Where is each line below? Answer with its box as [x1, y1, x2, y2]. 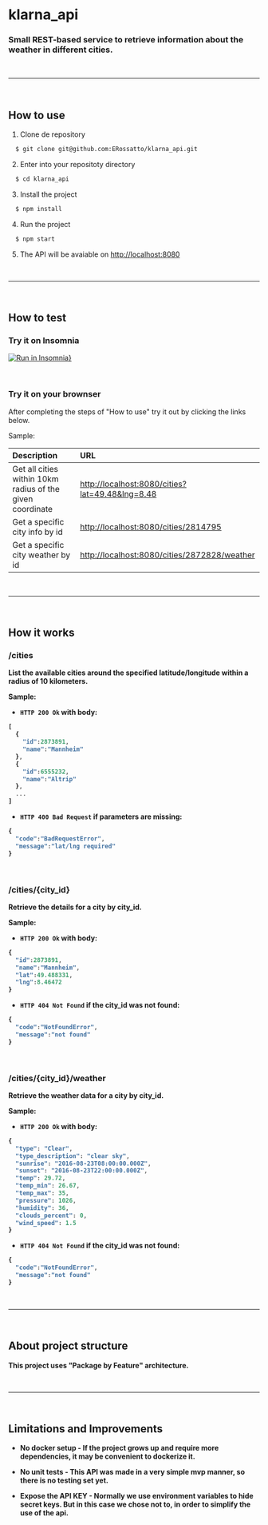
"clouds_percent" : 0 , [15, 1212, 88, 1220]
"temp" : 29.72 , [15, 1174, 66, 1183]
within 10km [12, 473, 59, 485]
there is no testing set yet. [19, 1475, 109, 1485]
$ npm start [15, 234, 56, 243]
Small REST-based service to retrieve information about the [8, 34, 244, 46]
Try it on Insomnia [8, 335, 80, 346]
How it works [8, 626, 75, 640]
